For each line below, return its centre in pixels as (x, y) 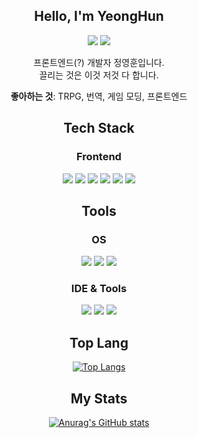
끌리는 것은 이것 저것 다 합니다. (99, 75)
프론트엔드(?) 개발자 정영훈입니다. (99, 62)
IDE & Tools (99, 289)
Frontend (99, 157)
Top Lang (99, 342)
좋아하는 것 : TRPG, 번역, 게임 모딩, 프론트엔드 (99, 96)
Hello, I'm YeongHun (99, 16)
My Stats (99, 398)
